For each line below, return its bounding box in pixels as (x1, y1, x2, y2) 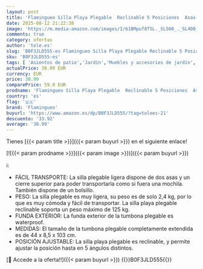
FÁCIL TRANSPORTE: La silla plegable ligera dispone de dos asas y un (14, 173, 190, 181)
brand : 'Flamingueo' (6, 104, 59, 111)
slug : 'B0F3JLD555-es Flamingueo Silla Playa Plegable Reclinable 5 (6, 48, 182, 54)
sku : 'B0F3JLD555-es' (6, 54, 61, 60)
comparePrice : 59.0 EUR (6, 82, 66, 88)
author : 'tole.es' (6, 43, 53, 49)
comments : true (6, 31, 45, 37)
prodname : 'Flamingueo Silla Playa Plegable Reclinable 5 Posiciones (6, 88, 188, 94)
